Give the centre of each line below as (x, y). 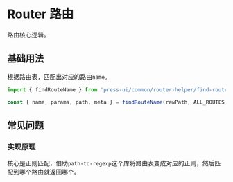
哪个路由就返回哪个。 (50, 172)
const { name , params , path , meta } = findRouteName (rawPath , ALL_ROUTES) (118, 102)
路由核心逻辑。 (28, 35)
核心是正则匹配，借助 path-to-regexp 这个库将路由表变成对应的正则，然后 (111, 163)
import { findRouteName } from (52, 90)
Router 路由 (41, 14)
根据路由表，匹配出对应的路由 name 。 (59, 76)
